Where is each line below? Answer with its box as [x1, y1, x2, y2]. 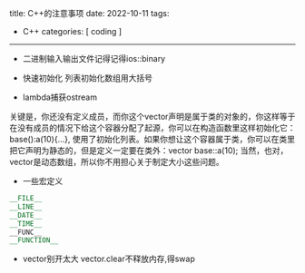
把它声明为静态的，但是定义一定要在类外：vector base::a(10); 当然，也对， [9, 145, 289, 156]
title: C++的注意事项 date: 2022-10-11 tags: [9, 8, 170, 18]
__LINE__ [9, 202, 43, 211]
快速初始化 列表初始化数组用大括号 [22, 73, 152, 83]
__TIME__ [9, 219, 43, 229]
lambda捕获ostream [22, 92, 98, 102]
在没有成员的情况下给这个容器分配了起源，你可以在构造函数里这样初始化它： [9, 122, 296, 133]
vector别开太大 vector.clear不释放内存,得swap [22, 253, 195, 265]
